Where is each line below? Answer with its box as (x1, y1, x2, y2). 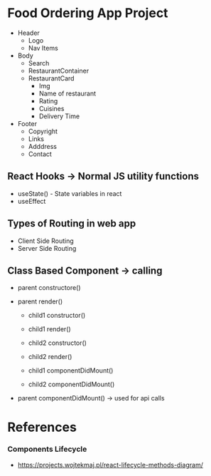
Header (17, 29, 40, 37)
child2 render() (28, 353, 72, 361)
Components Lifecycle (7, 444, 87, 454)
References (7, 419, 77, 435)
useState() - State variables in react (17, 189, 122, 197)
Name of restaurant (38, 89, 97, 98)
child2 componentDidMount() (28, 380, 115, 389)
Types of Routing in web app (7, 217, 136, 229)
